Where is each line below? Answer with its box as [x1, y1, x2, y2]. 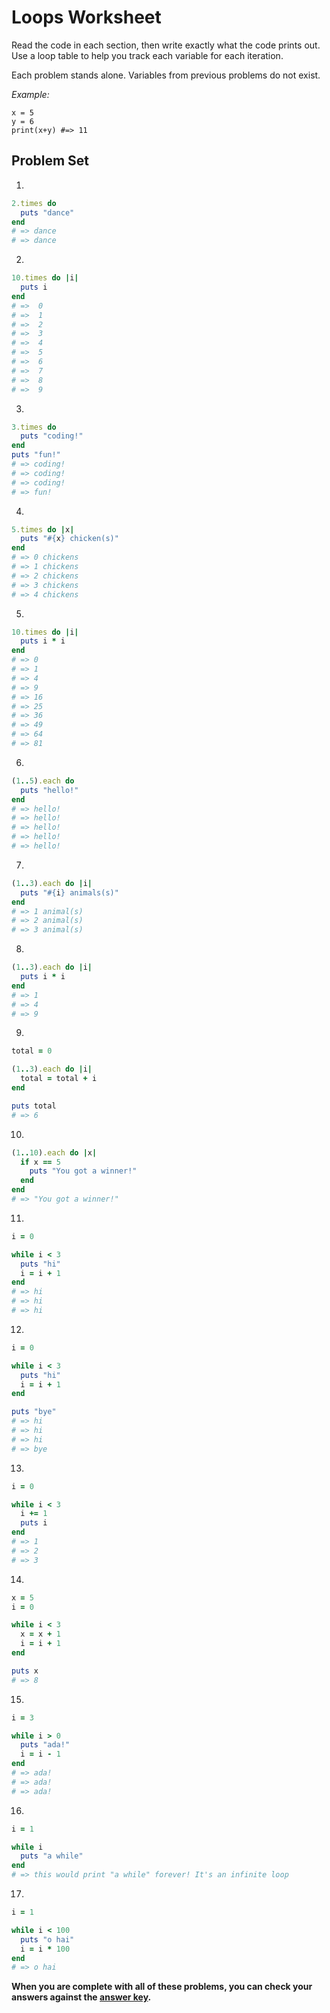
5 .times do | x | [11, 524, 75, 535]
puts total [11, 1101, 57, 1111]
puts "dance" [20, 207, 75, 218]
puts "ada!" [20, 1740, 71, 1750]
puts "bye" [11, 1407, 57, 1417]
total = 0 [11, 1046, 53, 1056]
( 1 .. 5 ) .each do [11, 776, 75, 786]
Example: [11, 88, 50, 100]
